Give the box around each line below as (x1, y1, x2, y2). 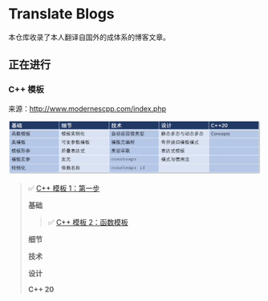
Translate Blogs (8, 5, 115, 23)
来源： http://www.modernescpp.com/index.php (8, 103, 167, 113)
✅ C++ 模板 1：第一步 (27, 183, 100, 193)
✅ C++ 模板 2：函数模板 (47, 218, 128, 227)
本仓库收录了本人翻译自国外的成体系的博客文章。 (8, 32, 170, 42)
